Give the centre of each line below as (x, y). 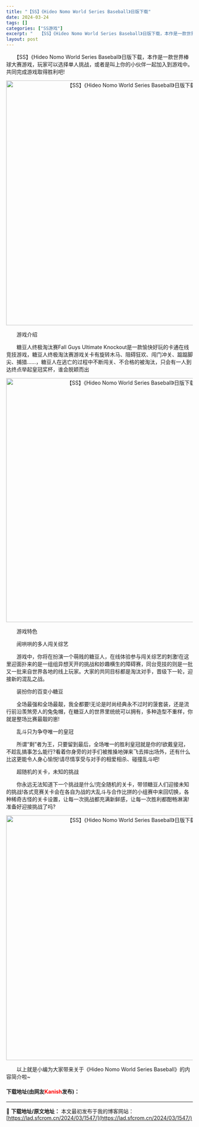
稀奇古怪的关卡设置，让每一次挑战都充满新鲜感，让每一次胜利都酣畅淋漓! (100, 799)
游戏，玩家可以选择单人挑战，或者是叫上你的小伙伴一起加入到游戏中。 (107, 64)
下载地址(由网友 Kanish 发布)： (43, 1091)
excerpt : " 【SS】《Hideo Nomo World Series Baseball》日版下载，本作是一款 (96, 34)
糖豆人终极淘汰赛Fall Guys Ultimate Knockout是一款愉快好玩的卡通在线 (103, 347)
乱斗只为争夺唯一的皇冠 (45, 731)
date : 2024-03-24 (28, 17)
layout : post (22, 39)
